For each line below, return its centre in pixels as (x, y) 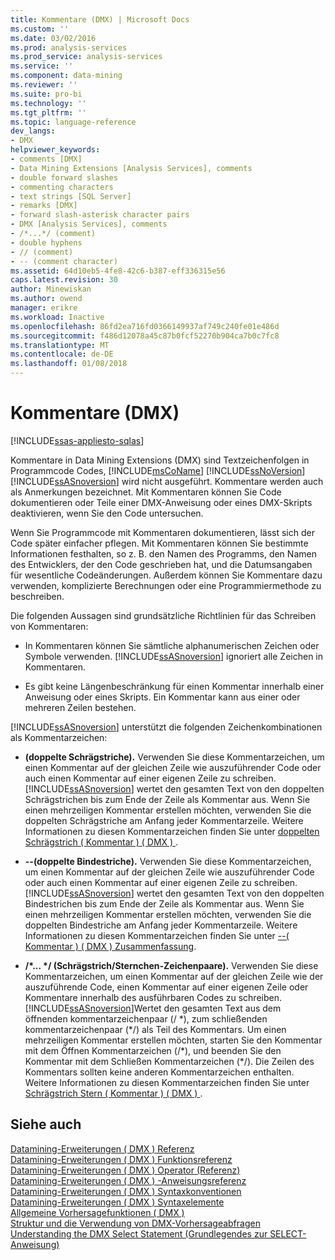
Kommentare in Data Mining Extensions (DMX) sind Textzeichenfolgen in (160, 460)
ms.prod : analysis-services (69, 47)
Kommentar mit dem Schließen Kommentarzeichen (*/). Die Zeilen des (169, 1061)
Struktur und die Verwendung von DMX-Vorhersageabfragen (135, 1223)
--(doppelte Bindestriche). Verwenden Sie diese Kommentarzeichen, (168, 861)
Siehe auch (46, 1124)
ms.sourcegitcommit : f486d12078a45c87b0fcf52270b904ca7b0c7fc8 (145, 336)
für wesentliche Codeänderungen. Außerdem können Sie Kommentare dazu (166, 575)
